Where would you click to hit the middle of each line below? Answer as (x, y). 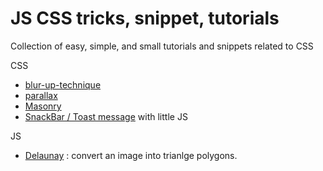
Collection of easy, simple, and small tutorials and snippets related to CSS (162, 46)
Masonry (43, 106)
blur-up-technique (63, 84)
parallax (41, 95)
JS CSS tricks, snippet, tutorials (145, 18)
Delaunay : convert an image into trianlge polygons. (131, 155)
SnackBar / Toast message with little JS (106, 116)
